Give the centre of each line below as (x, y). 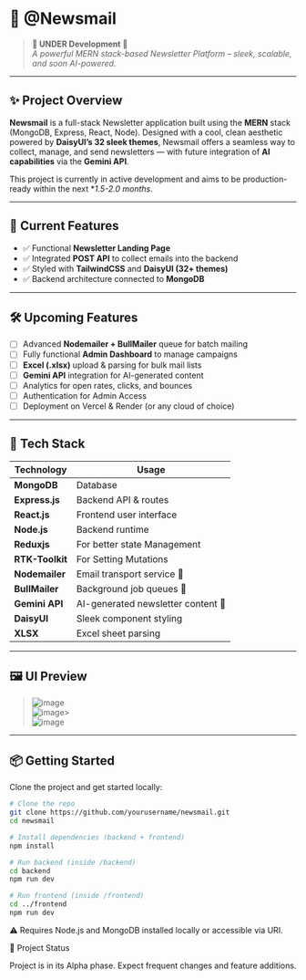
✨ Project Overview (66, 101)
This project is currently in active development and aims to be (125, 179)
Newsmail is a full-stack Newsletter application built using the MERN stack (150, 122)
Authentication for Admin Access (85, 395)
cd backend (30, 871)
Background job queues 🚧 (131, 589)
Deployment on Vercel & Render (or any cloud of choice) (128, 406)
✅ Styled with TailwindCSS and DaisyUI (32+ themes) (125, 268)
